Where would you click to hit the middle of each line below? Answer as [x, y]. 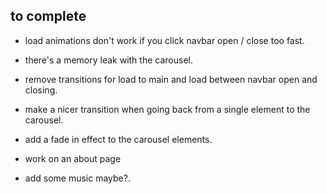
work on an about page [73, 158]
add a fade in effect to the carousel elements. [118, 139]
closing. [41, 90]
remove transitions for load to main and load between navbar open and [171, 79]
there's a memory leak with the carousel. [108, 60]
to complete [48, 16]
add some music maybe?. [77, 178]
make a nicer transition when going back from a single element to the [167, 109]
